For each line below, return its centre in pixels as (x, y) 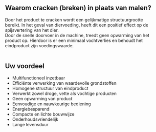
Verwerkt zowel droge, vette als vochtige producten (64, 93)
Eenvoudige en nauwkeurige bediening (52, 104)
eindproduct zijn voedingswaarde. (39, 45)
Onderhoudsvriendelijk (35, 119)
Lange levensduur (30, 124)
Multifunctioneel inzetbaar (38, 78)
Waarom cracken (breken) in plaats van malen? (78, 8)
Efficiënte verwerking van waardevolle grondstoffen (64, 83)
